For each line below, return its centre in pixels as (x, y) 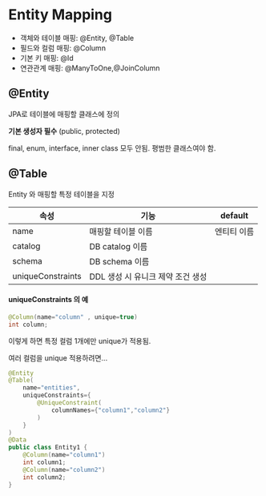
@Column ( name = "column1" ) (64, 455)
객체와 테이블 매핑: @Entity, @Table (77, 38)
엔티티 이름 (235, 232)
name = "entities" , (52, 388)
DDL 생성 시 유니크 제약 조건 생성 (148, 276)
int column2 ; (44, 477)
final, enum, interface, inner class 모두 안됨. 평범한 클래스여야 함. (112, 148)
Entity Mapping (60, 15)
